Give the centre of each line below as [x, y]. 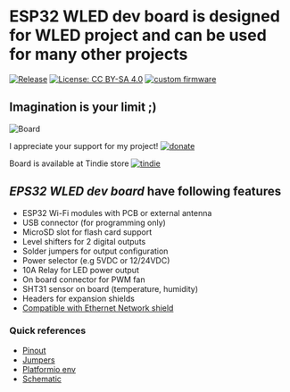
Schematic [42, 379]
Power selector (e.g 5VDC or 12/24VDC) [96, 260]
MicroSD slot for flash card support [87, 232]
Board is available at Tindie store [69, 163]
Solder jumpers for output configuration [95, 251]
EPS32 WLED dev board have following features [145, 192]
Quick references [48, 330]
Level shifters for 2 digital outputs [84, 241]
